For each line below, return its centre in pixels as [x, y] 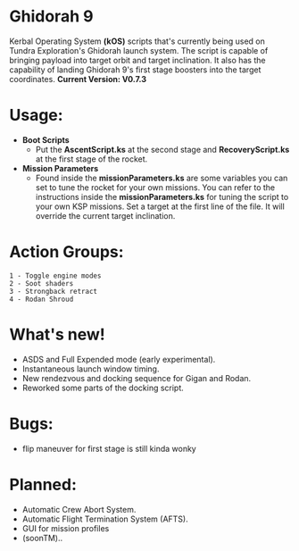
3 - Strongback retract [54, 291]
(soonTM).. [42, 538]
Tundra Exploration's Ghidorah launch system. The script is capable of [139, 50]
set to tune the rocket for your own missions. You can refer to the [155, 187]
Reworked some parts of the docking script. [103, 388]
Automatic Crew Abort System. [79, 509]
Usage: [37, 116]
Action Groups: [66, 252]
